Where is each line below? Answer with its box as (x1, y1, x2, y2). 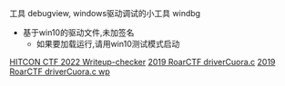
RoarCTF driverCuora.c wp (9, 66, 111, 77)
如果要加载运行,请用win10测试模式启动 (36, 39, 180, 49)
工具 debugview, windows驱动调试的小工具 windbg (9, 8, 201, 18)
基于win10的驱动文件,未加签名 (22, 27, 135, 38)
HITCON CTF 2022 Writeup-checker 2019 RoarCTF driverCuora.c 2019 (9, 57, 276, 67)
